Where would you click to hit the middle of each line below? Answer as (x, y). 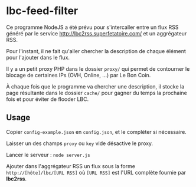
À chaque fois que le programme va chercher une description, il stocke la (95, 86)
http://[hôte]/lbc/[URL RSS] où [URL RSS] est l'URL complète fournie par (96, 172)
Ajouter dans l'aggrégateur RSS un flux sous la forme (71, 166)
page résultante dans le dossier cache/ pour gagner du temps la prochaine (97, 93)
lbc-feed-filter (42, 11)
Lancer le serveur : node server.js (48, 155)
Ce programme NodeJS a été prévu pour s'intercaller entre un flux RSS (92, 27)
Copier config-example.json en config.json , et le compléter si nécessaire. (97, 132)
